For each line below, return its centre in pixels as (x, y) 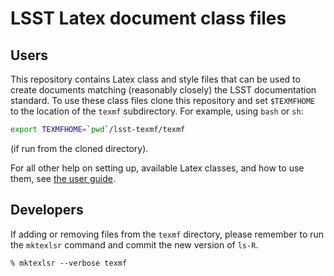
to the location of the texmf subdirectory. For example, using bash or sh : (157, 111)
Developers (47, 210)
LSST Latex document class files (148, 18)
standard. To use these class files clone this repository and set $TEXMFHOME (163, 100)
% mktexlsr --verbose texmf (69, 263)
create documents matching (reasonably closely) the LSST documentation (163, 90)
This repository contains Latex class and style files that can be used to (155, 79)
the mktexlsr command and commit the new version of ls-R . (134, 244)
